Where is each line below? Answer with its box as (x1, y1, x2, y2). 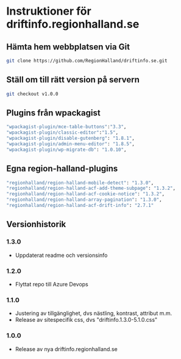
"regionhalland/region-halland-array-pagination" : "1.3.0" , (6, 197, 163, 203)
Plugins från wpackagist (6, 107, 101, 118)
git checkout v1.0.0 (6, 90, 59, 97)
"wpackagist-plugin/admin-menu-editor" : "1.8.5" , (6, 141, 135, 147)
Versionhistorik (6, 219, 66, 230)
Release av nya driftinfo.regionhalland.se (15, 345, 118, 352)
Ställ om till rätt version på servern (6, 74, 140, 85)
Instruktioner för (6, 4, 91, 18)
